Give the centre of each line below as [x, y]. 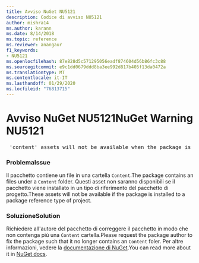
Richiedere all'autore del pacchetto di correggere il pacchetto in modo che [97, 229]
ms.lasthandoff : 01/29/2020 [41, 84]
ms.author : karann [29, 28]
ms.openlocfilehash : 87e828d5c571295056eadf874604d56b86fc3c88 [86, 61]
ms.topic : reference [32, 39]
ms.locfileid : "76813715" [38, 89]
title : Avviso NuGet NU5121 [41, 12]
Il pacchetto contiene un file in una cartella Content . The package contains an [100, 175]
